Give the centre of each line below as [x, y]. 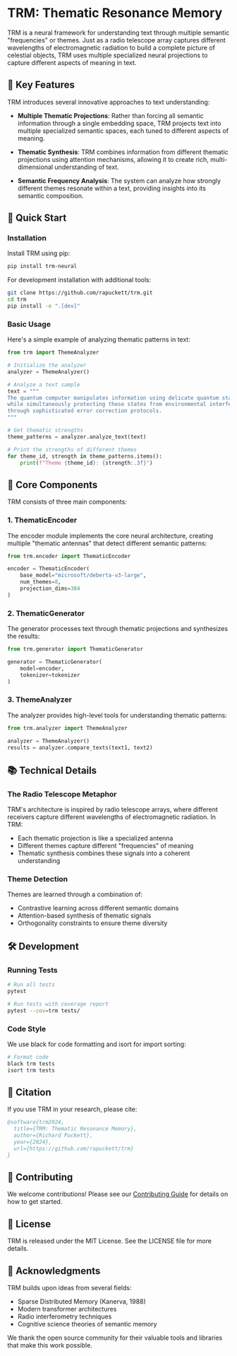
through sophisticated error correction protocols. [85, 411]
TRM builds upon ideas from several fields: [69, 1288]
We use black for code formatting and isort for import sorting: [97, 1044]
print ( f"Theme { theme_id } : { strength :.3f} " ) [86, 463]
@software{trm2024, [36, 1123]
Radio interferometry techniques [65, 1316]
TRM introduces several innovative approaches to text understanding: [109, 102]
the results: [24, 636]
